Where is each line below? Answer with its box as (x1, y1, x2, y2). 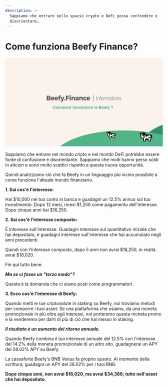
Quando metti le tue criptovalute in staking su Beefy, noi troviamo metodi (5, 300, 155, 306)
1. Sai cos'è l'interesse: (5, 186, 54, 192)
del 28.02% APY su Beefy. (5, 346, 60, 352)
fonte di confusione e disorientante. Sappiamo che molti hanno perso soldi (5, 156, 159, 162)
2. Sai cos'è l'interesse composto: (5, 216, 77, 222)
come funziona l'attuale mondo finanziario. (5, 176, 93, 182)
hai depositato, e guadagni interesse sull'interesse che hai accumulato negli (5, 231, 161, 237)
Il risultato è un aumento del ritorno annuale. (5, 325, 100, 332)
